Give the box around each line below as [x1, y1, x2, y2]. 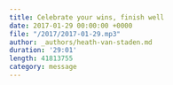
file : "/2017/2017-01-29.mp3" [9, 29, 122, 38]
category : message [9, 63, 77, 72]
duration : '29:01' [9, 46, 77, 55]
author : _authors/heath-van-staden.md [9, 37, 153, 47]
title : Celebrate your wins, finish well [9, 12, 165, 22]
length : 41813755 [9, 54, 74, 63]
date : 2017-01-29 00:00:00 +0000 [9, 21, 133, 30]
